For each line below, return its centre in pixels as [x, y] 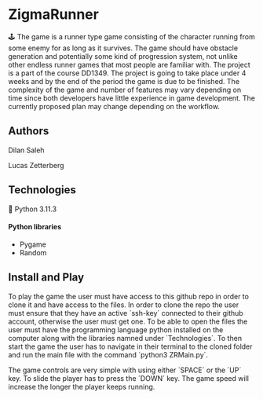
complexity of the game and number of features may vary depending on [125, 90]
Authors [29, 131]
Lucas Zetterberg [36, 165]
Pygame [33, 244]
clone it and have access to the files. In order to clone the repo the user [124, 305]
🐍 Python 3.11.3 [33, 209]
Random [33, 252]
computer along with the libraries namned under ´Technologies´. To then [125, 338]
